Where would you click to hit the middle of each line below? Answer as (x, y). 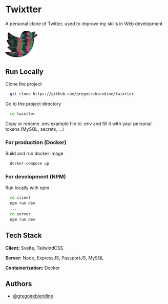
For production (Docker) (36, 142)
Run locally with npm (27, 188)
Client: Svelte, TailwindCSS (34, 248)
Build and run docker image (35, 154)
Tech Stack (24, 236)
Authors (19, 284)
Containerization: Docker (33, 268)
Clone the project (24, 84)
